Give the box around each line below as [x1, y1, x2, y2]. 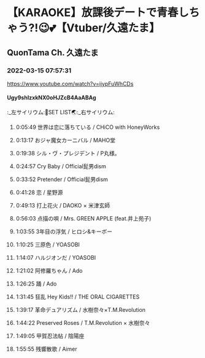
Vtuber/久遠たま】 [66, 21, 160, 35]
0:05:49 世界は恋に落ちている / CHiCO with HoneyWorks [15, 123, 160, 131]
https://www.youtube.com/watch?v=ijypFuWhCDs [7, 80, 134, 87]
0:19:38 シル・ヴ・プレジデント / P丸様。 [15, 150, 120, 157]
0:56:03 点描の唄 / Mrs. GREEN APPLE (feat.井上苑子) [15, 215, 152, 222]
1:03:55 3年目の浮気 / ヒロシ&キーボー [15, 228, 113, 235]
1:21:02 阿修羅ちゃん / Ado [15, 267, 83, 274]
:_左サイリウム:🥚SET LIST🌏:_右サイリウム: [7, 109, 115, 116]
